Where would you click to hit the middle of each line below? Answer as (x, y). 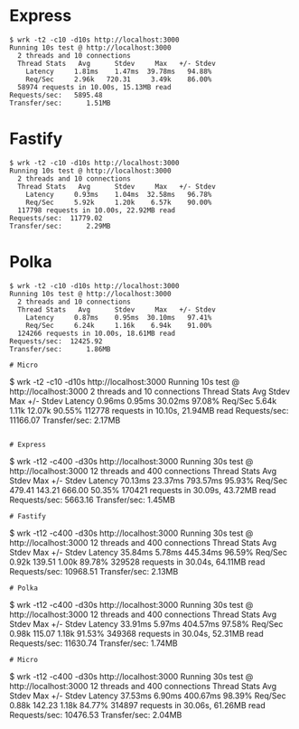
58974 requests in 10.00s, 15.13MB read (94, 87)
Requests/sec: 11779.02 (56, 218)
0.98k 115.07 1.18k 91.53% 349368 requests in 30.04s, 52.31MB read (136, 633)
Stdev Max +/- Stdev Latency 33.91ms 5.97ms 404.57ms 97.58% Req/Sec (146, 623)
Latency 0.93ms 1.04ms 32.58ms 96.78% (119, 194)
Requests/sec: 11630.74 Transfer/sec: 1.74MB (93, 643)
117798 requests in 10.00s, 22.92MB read (97, 210)
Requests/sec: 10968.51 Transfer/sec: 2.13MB (94, 571)
